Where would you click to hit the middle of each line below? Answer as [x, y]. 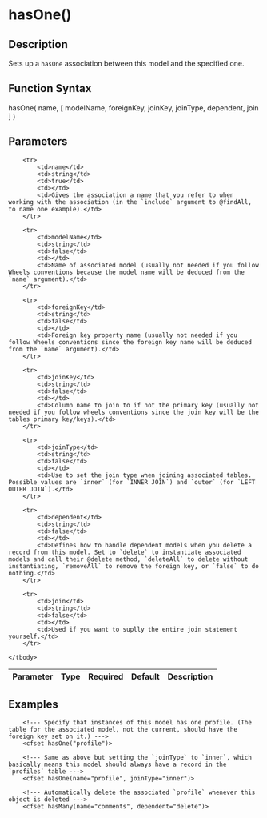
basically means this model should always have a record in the [118, 765]
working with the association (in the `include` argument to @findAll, [130, 202]
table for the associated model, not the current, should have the [123, 730]
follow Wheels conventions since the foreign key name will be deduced [130, 342]
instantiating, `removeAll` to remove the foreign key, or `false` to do [134, 566]
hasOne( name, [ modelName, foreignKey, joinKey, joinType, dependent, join [133, 108]
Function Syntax [50, 88]
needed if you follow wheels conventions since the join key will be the [134, 412]
